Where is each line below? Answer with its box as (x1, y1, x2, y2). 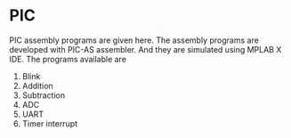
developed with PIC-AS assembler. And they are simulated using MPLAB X (9, 44, 282, 54)
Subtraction (21, 90, 65, 101)
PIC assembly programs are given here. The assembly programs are (9, 35, 260, 45)
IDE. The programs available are (9, 53, 127, 64)
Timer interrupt (21, 118, 78, 129)
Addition (21, 80, 53, 91)
